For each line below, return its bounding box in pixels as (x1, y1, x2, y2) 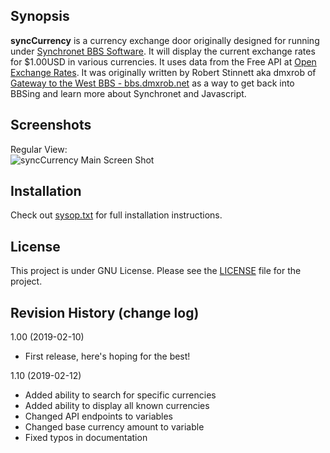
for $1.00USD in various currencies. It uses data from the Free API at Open (10, 55, 317, 68)
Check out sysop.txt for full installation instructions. (10, 209, 223, 221)
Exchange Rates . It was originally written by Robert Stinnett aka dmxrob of (10, 66, 317, 78)
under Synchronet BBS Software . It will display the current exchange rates (10, 45, 316, 57)
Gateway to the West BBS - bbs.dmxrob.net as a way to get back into (10, 77, 295, 89)
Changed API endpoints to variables (24, 410, 174, 423)
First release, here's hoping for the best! (24, 350, 191, 363)
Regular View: (10, 143, 68, 155)
